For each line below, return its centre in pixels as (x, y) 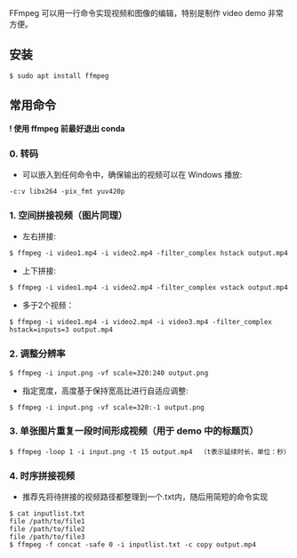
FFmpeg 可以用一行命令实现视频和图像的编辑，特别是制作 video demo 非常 (147, 13)
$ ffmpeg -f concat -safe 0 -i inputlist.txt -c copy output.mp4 (132, 545)
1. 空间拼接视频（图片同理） (68, 215)
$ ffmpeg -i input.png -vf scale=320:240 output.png (109, 373)
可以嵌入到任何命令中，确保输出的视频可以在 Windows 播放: (132, 174)
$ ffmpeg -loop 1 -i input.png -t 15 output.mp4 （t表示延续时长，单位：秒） (150, 451)
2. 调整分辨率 (37, 354)
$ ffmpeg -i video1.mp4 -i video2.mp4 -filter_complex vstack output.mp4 (149, 288)
